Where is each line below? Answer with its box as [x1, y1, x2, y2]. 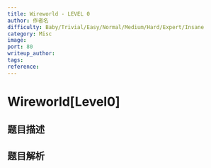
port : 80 [7, 43, 33, 50]
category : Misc [7, 30, 52, 38]
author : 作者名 [7, 17, 49, 24]
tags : [7, 57, 23, 64]
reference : [7, 63, 40, 70]
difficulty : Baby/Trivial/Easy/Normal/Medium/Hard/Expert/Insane [7, 23, 204, 30]
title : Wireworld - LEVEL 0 [7, 10, 91, 18]
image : [7, 37, 27, 44]
